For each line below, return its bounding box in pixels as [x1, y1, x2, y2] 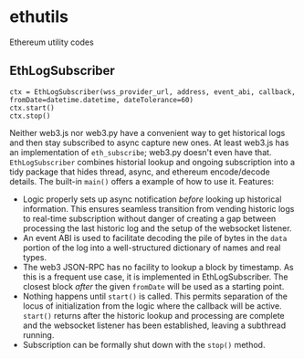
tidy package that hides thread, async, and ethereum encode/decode [9, 166, 271, 177]
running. [22, 329, 55, 340]
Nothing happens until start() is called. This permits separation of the [22, 290, 288, 301]
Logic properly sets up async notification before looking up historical [22, 194, 282, 205]
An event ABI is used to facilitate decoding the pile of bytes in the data [22, 232, 288, 243]
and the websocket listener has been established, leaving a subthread [22, 320, 287, 331]
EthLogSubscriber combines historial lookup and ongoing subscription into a [9, 156, 295, 167]
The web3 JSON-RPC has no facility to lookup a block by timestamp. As [22, 261, 294, 272]
